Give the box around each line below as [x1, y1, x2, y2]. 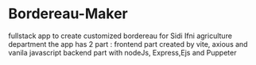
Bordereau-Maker [8, 5, 129, 23]
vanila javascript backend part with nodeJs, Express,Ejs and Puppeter [8, 48, 237, 57]
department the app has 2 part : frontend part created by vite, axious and [8, 39, 248, 48]
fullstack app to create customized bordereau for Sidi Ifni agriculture [8, 31, 233, 40]
